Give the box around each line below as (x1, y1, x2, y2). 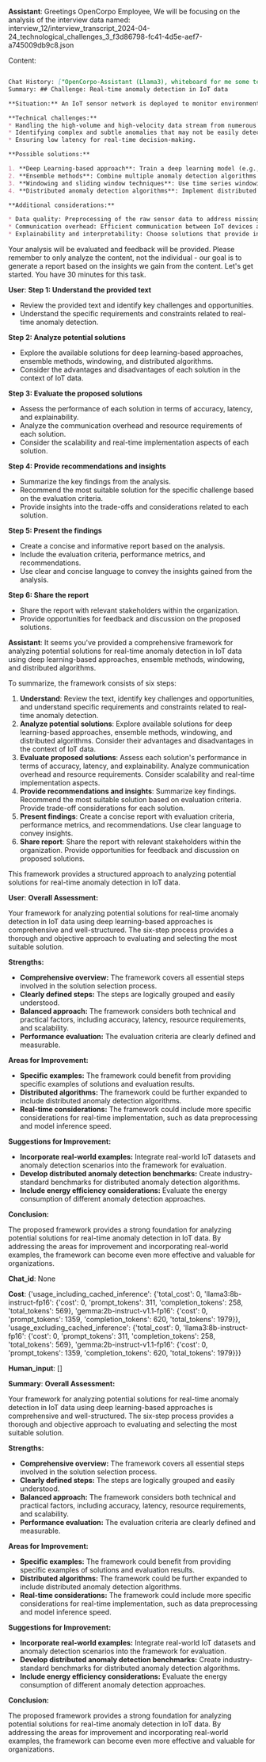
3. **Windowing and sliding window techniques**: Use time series (8, 179, 232, 187)
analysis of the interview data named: (8, 15, 131, 25)
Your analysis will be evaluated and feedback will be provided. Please (8, 245, 235, 254)
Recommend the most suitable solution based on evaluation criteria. (19, 795, 241, 804)
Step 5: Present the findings (8, 526, 103, 535)
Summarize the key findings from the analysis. (19, 477, 172, 486)
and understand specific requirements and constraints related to (19, 702, 230, 712)
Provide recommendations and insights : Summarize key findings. (19, 786, 237, 796)
